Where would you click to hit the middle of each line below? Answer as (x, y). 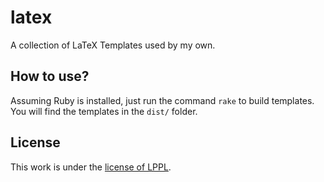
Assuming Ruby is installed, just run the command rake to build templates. (162, 100)
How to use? (50, 76)
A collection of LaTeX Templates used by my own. (113, 45)
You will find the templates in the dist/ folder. (104, 111)
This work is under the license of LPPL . (91, 167)
